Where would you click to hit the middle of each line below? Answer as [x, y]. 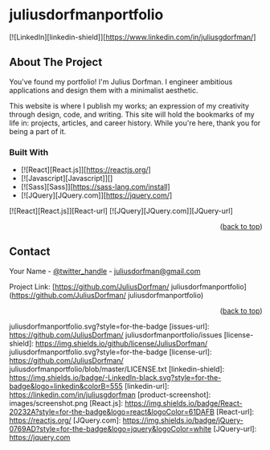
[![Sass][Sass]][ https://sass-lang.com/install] [96, 187]
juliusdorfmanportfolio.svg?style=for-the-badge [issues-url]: [109, 326]
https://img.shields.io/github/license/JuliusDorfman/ [122, 343]
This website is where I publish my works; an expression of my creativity [129, 105]
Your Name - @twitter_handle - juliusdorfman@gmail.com [105, 271]
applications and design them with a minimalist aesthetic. [104, 90]
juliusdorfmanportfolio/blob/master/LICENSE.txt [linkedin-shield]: [117, 369]
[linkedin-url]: [147, 386]
